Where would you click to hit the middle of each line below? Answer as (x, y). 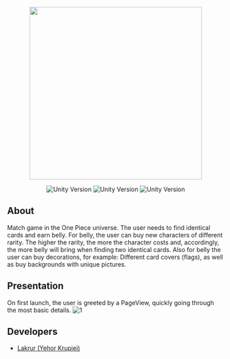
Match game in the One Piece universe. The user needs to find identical (109, 227)
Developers (32, 332)
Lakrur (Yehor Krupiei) (49, 348)
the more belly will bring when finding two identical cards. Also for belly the (114, 249)
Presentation (35, 286)
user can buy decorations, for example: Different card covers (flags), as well (115, 257)
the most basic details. (39, 310)
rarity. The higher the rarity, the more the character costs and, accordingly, (113, 242)
